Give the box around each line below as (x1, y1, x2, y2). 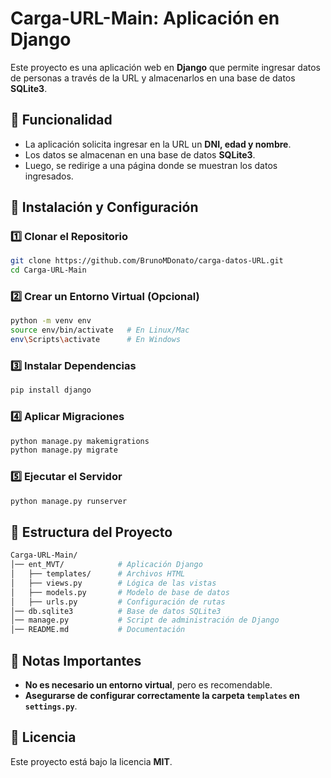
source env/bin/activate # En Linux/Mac (10, 325, 190, 336)
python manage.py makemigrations (10, 436, 150, 446)
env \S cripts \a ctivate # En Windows (10, 335, 182, 345)
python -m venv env (10, 316, 92, 326)
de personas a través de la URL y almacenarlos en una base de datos (10, 72, 296, 84)
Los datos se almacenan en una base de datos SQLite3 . (24, 148, 256, 161)
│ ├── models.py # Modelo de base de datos (10, 587, 230, 597)
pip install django (10, 385, 92, 396)
